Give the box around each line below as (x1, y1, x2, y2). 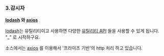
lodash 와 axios (5, 17, 38, 23)
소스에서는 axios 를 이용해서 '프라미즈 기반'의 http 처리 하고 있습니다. (5, 45, 143, 51)
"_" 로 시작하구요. (5, 34, 40, 40)
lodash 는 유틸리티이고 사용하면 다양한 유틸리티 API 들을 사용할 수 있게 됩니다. (5, 28, 159, 34)
